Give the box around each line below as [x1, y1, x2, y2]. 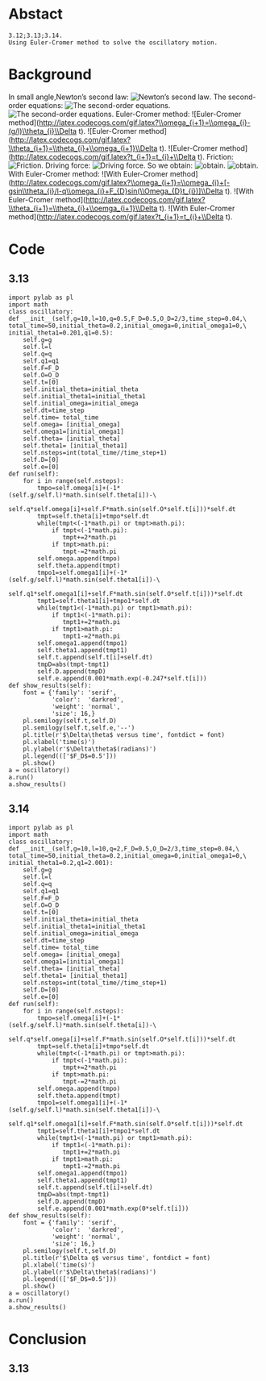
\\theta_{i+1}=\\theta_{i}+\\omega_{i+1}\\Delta [8, 143, 158, 153]
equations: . [27, 100, 171, 110]
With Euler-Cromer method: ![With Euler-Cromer [8, 168, 168, 178]
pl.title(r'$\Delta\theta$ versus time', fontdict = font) [23, 730, 226, 738]
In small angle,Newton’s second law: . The [8, 92, 227, 102]
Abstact [8, 5, 63, 23]
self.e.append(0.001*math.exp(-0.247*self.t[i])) [37, 674, 207, 682]
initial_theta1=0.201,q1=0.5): [8, 328, 114, 337]
